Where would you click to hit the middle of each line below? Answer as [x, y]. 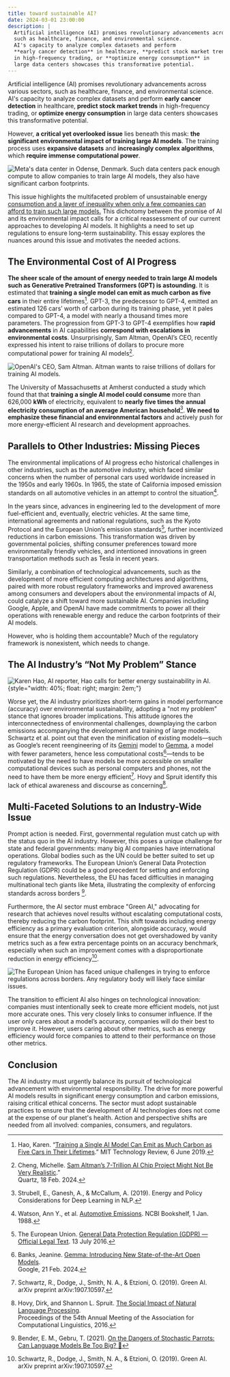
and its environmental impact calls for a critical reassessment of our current [114, 218]
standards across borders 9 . [47, 893]
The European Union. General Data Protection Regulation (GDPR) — [113, 1235]
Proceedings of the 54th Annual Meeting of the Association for [106, 1318]
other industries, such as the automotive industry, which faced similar [105, 470]
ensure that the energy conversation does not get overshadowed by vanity [113, 935]
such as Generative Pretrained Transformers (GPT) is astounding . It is [109, 286]
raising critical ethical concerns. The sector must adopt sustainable [102, 1103]
